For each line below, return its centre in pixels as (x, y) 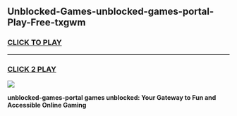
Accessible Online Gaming (47, 105)
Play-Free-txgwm (47, 23)
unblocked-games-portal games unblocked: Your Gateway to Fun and (112, 97)
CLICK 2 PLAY (32, 69)
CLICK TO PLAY (35, 43)
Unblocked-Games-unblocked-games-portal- (110, 12)
